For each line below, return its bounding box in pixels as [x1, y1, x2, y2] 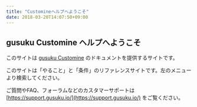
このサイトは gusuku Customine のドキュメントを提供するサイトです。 [6, 54, 178, 61]
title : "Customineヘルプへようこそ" [6, 8, 90, 15]
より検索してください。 [6, 74, 63, 82]
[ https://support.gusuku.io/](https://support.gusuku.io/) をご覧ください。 [6, 94, 184, 101]
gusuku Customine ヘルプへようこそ [6, 37, 142, 47]
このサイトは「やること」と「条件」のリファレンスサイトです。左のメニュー [6, 67, 192, 74]
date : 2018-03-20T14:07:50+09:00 [6, 14, 88, 20]
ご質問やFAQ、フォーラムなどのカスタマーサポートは [6, 87, 135, 94]
